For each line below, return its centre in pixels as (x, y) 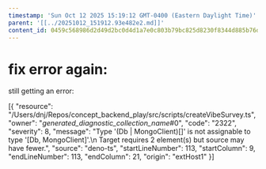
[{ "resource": (31, 107)
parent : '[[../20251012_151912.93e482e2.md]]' (86, 23)
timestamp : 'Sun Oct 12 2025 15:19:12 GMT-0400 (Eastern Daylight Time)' (133, 15)
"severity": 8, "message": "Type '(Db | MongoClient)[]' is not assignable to (129, 132)
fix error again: (58, 69)
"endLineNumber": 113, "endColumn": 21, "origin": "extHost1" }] (112, 157)
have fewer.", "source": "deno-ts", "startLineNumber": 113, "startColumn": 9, (132, 148)
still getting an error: (41, 91)
